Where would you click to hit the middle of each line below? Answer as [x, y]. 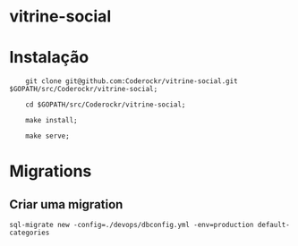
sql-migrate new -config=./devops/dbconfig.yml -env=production [132, 225]
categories [30, 233]
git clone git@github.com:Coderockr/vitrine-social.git [132, 81]
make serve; [47, 136]
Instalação [49, 58]
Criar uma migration [66, 204]
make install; [51, 121]
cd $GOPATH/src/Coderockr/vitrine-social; [106, 105]
